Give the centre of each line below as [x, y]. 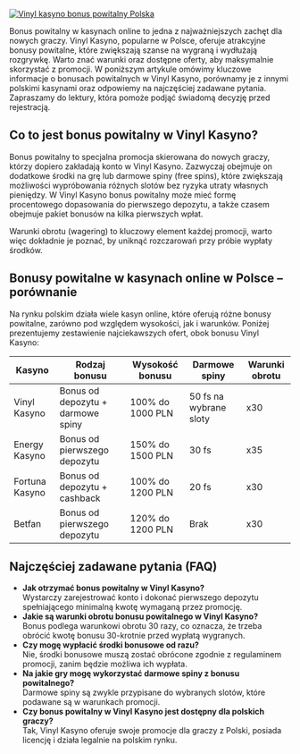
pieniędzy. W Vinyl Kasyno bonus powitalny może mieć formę [123, 195]
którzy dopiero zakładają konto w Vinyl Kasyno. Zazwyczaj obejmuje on [141, 166]
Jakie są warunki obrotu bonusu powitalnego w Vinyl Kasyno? [140, 616]
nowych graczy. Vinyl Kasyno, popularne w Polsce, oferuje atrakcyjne [137, 41]
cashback [80, 498]
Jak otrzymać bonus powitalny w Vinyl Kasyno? [113, 588]
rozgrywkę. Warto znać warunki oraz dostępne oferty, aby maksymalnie [142, 59]
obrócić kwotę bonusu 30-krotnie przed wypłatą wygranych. [133, 636]
